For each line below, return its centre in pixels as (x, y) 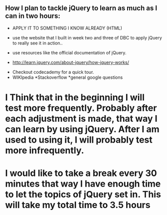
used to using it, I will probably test (79, 140)
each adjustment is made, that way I (82, 119)
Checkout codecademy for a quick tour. (53, 72)
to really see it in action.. (38, 43)
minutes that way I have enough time (83, 184)
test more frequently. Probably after (81, 108)
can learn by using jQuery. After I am (82, 129)
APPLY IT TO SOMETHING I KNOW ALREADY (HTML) (67, 28)
